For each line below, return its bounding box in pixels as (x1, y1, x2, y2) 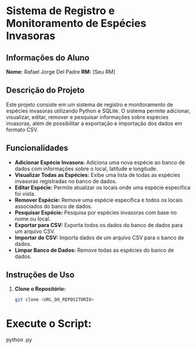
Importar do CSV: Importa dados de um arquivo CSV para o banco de (14, 234, 184, 241)
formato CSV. (6, 126, 39, 133)
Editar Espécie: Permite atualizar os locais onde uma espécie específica (14, 184, 191, 191)
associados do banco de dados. (14, 202, 92, 210)
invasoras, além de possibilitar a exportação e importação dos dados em (6, 120, 182, 127)
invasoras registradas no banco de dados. (14, 177, 117, 185)
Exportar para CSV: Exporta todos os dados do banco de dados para (14, 221, 183, 228)
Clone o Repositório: (14, 285, 66, 292)
